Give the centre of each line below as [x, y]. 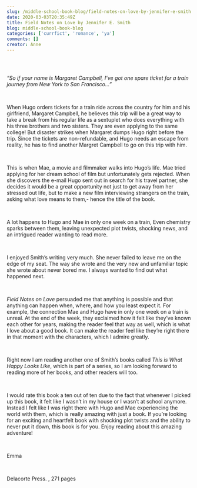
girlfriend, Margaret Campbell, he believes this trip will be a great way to [94, 113]
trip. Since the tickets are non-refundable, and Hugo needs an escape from [98, 138]
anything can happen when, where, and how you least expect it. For [89, 305]
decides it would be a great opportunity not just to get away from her [90, 186]
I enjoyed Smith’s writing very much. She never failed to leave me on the [94, 257]
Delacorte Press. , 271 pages [41, 479]
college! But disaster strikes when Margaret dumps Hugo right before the [95, 132]
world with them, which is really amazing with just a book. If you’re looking [97, 414]
